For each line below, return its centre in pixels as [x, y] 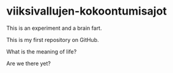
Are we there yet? [28, 63]
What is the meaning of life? [42, 51]
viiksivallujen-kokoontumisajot [86, 11]
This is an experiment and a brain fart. [54, 28]
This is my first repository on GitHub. [53, 40]
